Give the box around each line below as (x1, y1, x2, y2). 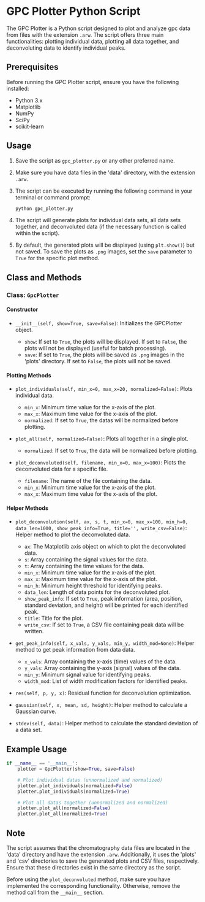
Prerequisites (6, 62, 59, 72)
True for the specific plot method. (15, 255, 100, 262)
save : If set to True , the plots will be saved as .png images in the (24, 351, 185, 358)
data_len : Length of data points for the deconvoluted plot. (24, 588, 170, 596)
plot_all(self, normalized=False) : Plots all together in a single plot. (15, 435, 188, 442)
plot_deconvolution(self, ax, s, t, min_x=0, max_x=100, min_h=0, (15, 519, 188, 525)
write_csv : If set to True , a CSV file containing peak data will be (24, 621, 184, 628)
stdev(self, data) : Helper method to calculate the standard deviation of (15, 720, 198, 727)
